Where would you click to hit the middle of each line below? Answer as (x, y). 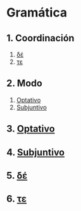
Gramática (37, 13)
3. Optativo (31, 129)
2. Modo (24, 84)
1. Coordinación (40, 38)
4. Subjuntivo (36, 152)
